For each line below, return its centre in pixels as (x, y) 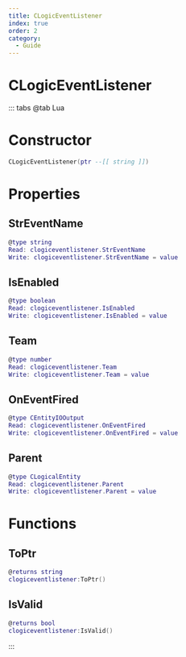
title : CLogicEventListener (56, 16)
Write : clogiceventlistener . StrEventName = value (93, 257)
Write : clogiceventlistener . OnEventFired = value (93, 433)
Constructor (50, 140)
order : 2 (23, 31)
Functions (42, 524)
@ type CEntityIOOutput (46, 418)
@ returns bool (32, 623)
